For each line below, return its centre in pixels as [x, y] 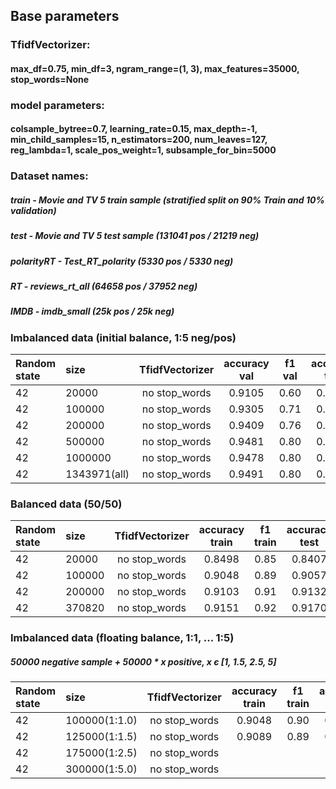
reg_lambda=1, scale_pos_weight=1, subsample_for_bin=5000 [143, 150]
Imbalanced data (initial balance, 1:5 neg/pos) [123, 337]
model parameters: [57, 105]
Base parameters [65, 16]
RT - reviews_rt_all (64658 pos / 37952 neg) [104, 286]
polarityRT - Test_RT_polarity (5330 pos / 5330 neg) [122, 261]
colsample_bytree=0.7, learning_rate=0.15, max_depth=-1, [134, 129]
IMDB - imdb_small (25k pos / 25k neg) [92, 311]
